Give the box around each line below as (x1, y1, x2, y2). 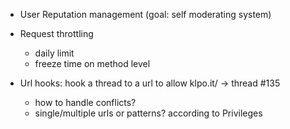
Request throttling (19, 28, 94, 39)
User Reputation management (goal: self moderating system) (19, 9, 272, 20)
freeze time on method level (34, 58, 151, 69)
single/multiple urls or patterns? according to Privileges (34, 107, 263, 119)
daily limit (34, 47, 75, 59)
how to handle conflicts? (34, 97, 137, 108)
